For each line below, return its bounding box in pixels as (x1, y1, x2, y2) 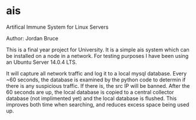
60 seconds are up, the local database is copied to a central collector (6, 88, 174, 95)
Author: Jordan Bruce (6, 35, 59, 42)
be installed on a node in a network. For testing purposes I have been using (6, 52, 189, 59)
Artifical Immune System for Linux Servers (6, 23, 109, 30)
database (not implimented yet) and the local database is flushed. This (6, 95, 177, 102)
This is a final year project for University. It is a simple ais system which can (6, 46, 190, 53)
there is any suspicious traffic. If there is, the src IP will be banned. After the (6, 82, 190, 89)
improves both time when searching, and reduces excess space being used (6, 101, 190, 108)
